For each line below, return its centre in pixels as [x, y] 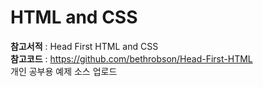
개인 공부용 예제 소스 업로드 [64, 71]
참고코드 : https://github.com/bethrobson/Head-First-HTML [131, 58]
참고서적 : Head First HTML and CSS [84, 46]
